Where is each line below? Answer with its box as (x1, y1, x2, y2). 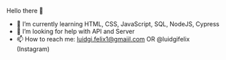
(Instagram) (16, 45, 50, 53)
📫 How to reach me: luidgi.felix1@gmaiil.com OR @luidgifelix (16, 35, 190, 43)
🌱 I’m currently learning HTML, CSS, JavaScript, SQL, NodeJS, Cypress (16, 20, 220, 28)
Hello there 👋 (6, 7, 44, 14)
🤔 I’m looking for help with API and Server (16, 28, 135, 35)
